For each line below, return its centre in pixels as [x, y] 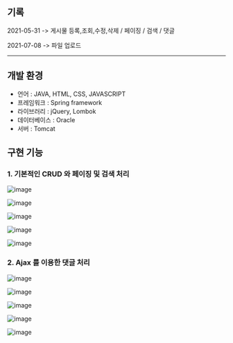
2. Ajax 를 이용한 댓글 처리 [49, 262]
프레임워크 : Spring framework [60, 102]
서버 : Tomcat [36, 128]
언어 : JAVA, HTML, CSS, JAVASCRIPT [71, 94]
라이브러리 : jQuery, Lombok [57, 111]
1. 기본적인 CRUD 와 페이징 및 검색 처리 [68, 174]
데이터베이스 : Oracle [46, 119]
